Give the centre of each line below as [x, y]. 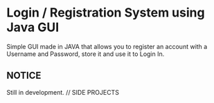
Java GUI [33, 27]
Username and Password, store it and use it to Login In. [86, 54]
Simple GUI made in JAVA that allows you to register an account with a [107, 46]
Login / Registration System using [106, 13]
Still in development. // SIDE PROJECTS [63, 92]
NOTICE [24, 76]
